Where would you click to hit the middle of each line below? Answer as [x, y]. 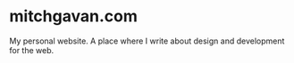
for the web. [32, 50]
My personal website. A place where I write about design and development [147, 41]
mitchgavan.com [74, 16]
